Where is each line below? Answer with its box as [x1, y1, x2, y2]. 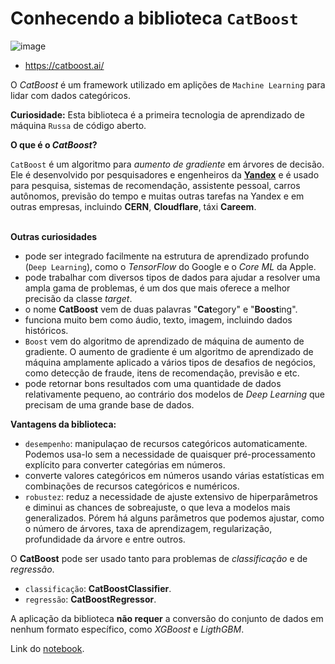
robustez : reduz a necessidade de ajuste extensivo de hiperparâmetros [24, 490, 319, 502]
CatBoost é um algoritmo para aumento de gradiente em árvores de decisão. [10, 158, 325, 170]
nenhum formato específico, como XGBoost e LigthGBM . [10, 623, 245, 635]
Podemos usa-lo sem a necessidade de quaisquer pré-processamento [24, 448, 316, 460]
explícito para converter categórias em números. [24, 458, 226, 471]
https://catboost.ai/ [24, 59, 105, 71]
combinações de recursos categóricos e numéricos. [24, 480, 240, 492]
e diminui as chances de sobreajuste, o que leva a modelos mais [24, 501, 291, 513]
